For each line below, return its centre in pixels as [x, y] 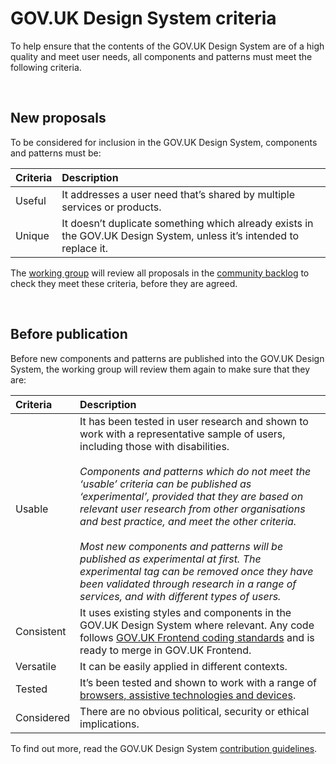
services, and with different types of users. [180, 596]
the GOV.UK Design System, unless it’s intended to [180, 235]
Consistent [41, 631]
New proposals [58, 118]
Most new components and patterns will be [181, 546]
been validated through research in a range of [188, 584]
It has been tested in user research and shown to [194, 421]
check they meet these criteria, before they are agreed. [124, 283]
